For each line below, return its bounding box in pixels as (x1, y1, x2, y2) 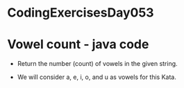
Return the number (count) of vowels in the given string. (17, 60, 178, 68)
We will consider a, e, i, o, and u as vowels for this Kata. (17, 73, 177, 81)
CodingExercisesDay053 (7, 5, 154, 21)
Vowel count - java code (7, 37, 149, 53)
